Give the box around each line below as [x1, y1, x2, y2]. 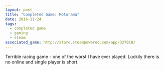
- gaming [10, 30, 28, 35]
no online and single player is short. [5, 58, 79, 65]
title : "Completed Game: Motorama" [5, 12, 80, 17]
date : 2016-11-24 [5, 16, 42, 21]
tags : [5, 21, 17, 26]
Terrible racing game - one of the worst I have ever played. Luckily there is [5, 53, 159, 59]
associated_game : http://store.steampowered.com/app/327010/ [5, 40, 136, 45]
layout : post [5, 7, 33, 12]
